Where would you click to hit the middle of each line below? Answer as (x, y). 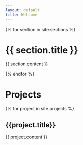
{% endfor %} (20, 74)
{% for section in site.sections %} (40, 29)
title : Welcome (21, 15)
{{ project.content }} (26, 137)
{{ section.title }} (42, 50)
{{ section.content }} (27, 64)
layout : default (22, 10)
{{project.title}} (31, 125)
